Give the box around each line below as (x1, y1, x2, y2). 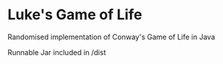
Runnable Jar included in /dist (7, 47, 106, 57)
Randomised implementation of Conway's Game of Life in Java (7, 32, 216, 42)
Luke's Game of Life (7, 6, 143, 24)
